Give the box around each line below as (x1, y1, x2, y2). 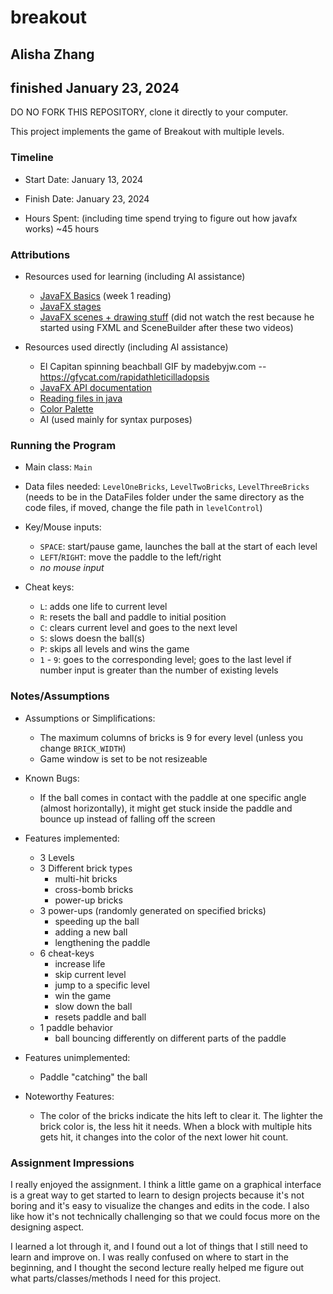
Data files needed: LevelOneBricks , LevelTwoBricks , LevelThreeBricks (24, 481, 310, 493)
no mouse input (39, 562, 105, 574)
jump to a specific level (54, 979, 150, 991)
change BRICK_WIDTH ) (39, 742, 127, 754)
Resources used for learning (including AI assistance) (24, 270, 246, 282)
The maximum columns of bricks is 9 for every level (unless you (39, 731, 303, 743)
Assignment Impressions (10, 1156, 135, 1170)
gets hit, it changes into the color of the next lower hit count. (39, 1131, 289, 1143)
